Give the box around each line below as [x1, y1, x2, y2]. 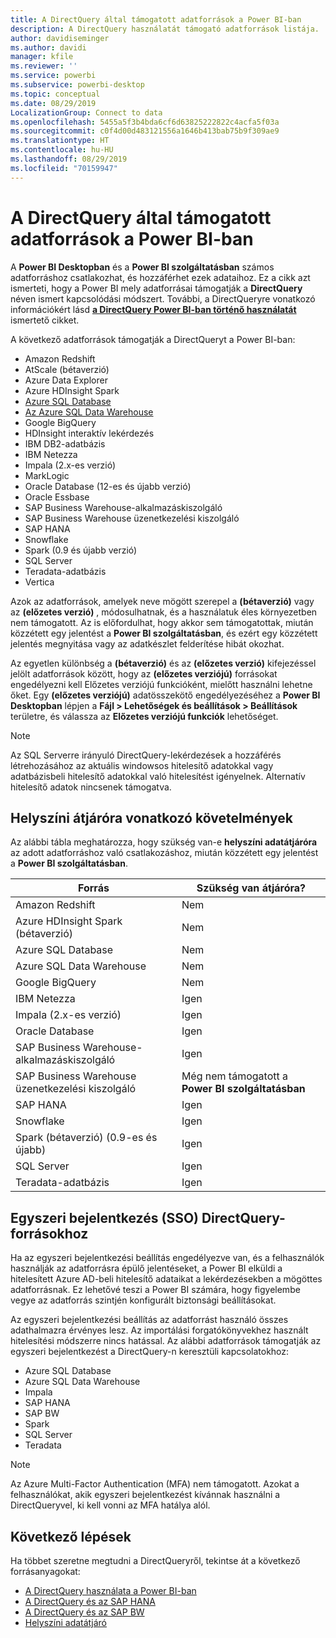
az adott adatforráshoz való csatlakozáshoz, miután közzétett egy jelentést [10, 847, 319, 859]
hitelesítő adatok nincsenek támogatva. [10, 781, 172, 793]
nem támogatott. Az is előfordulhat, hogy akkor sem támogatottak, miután [10, 616, 314, 628]
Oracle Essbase [24, 491, 90, 503]
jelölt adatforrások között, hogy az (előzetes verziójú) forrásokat [10, 667, 278, 680]
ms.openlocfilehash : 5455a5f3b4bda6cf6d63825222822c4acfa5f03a [10, 117, 280, 127]
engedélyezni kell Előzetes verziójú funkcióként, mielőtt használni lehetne [10, 678, 313, 690]
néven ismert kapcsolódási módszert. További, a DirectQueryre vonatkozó [10, 292, 316, 305]
